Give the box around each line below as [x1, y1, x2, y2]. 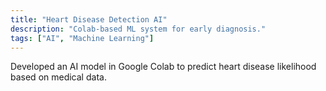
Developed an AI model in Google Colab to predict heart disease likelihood [10, 61, 317, 73]
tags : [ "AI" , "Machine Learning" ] [10, 33, 155, 43]
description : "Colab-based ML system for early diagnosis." [10, 24, 267, 34]
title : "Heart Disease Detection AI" [10, 14, 168, 25]
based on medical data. [10, 71, 107, 83]
